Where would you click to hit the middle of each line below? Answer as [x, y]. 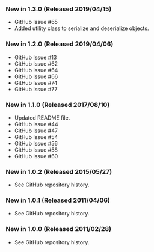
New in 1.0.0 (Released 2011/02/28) [59, 229]
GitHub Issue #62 [36, 63]
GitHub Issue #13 [35, 57]
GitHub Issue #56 [36, 143]
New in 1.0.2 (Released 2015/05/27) [59, 171]
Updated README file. [42, 118]
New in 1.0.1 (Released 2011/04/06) [58, 200]
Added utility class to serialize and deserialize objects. [82, 28]
